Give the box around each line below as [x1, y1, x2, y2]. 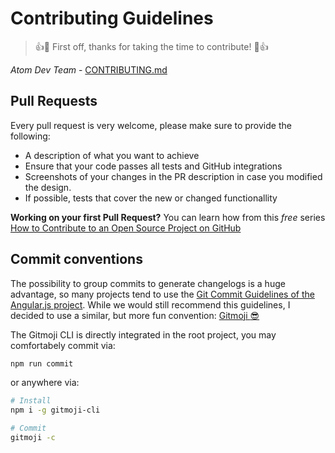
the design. [24, 181, 72, 193]
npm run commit [10, 358, 74, 369]
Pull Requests [10, 93, 98, 110]
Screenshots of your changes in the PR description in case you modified [24, 170, 323, 182]
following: [10, 130, 51, 142]
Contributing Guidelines [10, 7, 214, 30]
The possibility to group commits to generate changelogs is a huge [10, 277, 286, 289]
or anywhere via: [10, 377, 80, 389]
